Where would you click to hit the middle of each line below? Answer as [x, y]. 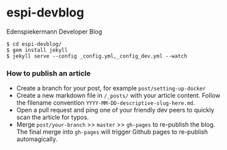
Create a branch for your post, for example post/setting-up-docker [111, 88]
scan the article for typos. [53, 117]
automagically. [37, 139]
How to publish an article [49, 73]
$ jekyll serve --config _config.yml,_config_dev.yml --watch [97, 56]
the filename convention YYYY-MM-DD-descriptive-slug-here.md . [106, 103]
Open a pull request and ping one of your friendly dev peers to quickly [115, 110]
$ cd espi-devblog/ [34, 44]
